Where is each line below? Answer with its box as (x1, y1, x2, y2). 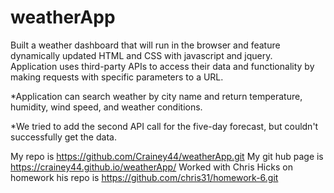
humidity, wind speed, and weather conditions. (10, 101, 203, 113)
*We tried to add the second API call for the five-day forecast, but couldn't (10, 120, 319, 132)
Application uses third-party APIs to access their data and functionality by (10, 60, 315, 72)
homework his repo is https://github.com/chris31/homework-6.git (10, 171, 279, 183)
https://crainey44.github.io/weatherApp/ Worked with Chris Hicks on (10, 161, 293, 173)
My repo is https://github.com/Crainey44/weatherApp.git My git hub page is (10, 150, 324, 162)
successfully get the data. (10, 131, 117, 143)
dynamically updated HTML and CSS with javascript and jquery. (10, 49, 273, 61)
